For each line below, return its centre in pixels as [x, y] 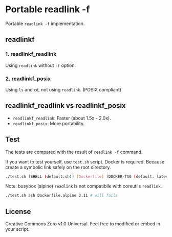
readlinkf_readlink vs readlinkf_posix [66, 106]
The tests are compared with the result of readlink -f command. [74, 152]
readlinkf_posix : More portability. [49, 123]
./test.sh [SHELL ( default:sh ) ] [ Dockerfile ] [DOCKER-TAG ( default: [80, 176]
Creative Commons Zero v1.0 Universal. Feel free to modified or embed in [83, 224]
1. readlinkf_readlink [31, 54]
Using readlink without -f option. [41, 65]
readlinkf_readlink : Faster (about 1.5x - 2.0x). [62, 118]
